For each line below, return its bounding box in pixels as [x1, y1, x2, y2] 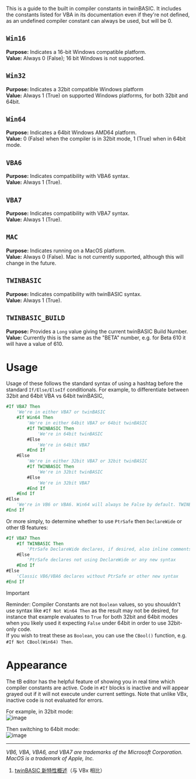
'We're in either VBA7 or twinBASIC [16, 409, 106, 415]
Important [6, 589, 30, 596]
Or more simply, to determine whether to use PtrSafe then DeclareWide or [6, 517, 182, 524]
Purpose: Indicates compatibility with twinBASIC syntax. [6, 290, 142, 297]
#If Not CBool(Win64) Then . [6, 638, 73, 645]
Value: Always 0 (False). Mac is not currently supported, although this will [6, 253, 184, 260]
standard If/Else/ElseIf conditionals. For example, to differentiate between [6, 386, 189, 393]
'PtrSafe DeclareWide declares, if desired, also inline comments [27, 546, 192, 552]
